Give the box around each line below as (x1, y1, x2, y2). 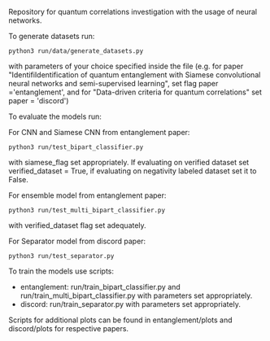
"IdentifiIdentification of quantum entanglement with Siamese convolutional (8, 70, 261, 80)
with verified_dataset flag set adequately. (8, 221, 146, 230)
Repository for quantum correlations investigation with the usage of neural (8, 7, 258, 16)
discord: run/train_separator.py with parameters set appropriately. (20, 299, 242, 308)
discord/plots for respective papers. (8, 324, 128, 333)
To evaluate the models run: (8, 111, 102, 121)
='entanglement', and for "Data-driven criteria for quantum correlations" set (8, 87, 263, 97)
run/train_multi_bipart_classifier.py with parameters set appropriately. (20, 291, 253, 300)
